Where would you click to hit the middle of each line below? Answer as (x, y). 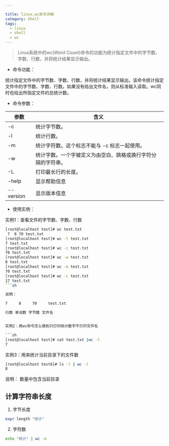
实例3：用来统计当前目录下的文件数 (42, 355)
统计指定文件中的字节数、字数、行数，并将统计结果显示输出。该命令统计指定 (84, 80)
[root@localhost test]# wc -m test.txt (47, 267)
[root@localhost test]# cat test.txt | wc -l (53, 340)
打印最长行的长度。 (58, 172)
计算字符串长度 (28, 397)
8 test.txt (17, 262)
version (17, 196)
